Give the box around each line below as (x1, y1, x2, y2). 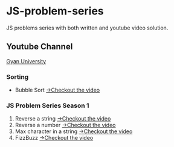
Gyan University (6, 57, 47, 64)
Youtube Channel (6, 42, 73, 52)
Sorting (6, 72, 29, 81)
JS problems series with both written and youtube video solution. (6, 24, 169, 31)
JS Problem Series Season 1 (6, 101, 89, 110)
